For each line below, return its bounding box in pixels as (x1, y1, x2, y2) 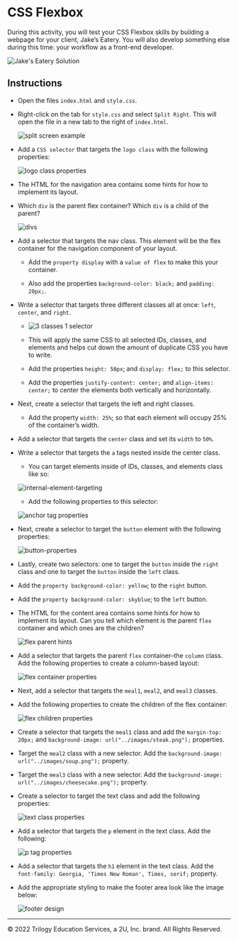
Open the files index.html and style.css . (17, 96, 137, 104)
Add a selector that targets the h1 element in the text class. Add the (17, 861, 214, 870)
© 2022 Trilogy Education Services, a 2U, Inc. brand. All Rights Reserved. (7, 924, 222, 933)
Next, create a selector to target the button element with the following (17, 524, 222, 533)
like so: (28, 470, 50, 478)
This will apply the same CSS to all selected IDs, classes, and (28, 335, 207, 344)
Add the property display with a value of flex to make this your (28, 257, 218, 266)
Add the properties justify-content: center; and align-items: (28, 378, 214, 387)
